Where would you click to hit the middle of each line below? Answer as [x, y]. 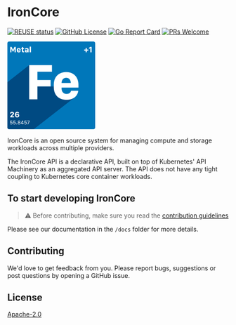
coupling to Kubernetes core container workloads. [80, 176]
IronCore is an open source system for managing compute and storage [110, 140]
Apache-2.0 [25, 314]
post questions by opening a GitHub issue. [68, 275]
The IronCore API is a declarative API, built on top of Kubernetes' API [107, 161]
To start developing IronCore [71, 198]
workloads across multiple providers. [61, 147]
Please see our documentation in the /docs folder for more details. [103, 229]
